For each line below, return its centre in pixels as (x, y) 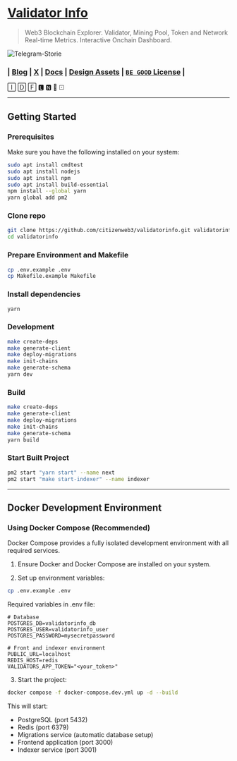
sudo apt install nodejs (44, 171)
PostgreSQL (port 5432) (53, 720)
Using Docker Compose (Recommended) (79, 528)
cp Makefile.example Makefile (52, 276)
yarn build (23, 440)
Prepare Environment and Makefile (68, 255)
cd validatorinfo (33, 237)
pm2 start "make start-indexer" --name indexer (79, 479)
